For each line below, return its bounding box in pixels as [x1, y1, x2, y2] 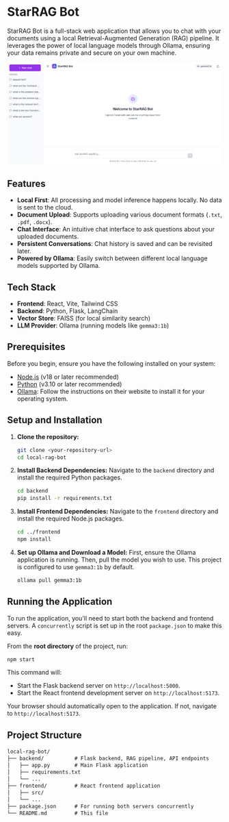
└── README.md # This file [7, 810, 109, 817]
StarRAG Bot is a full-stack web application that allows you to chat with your [7, 27, 221, 35]
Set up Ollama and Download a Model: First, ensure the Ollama [16, 548, 196, 556]
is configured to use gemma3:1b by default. [16, 562, 135, 571]
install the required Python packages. [16, 473, 122, 482]
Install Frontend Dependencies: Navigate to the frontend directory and [16, 508, 219, 516]
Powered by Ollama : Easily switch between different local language [16, 254, 208, 262]
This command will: [7, 669, 62, 677]
